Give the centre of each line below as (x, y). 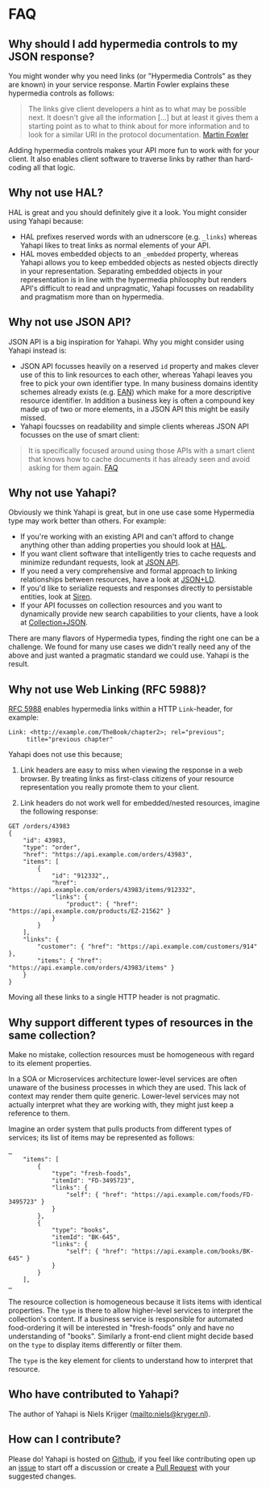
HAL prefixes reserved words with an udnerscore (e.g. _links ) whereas (139, 236)
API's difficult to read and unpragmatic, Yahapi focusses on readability (137, 288)
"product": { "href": (102, 904)
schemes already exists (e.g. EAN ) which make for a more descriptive (135, 391)
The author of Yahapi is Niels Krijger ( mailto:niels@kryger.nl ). (110, 1414)
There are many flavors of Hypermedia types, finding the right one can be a (134, 638)
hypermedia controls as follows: (61, 93)
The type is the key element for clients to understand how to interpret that (131, 1360)
